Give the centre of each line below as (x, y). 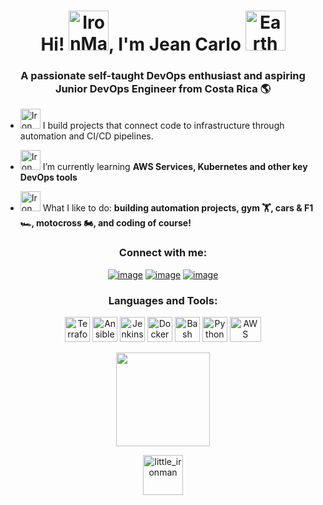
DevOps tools (48, 177)
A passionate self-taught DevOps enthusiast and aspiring (163, 76)
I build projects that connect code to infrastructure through (163, 126)
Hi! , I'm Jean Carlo (141, 44)
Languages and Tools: (163, 300)
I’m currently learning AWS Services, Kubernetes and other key (175, 167)
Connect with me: (163, 253)
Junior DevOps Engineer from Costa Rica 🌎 (163, 89)
